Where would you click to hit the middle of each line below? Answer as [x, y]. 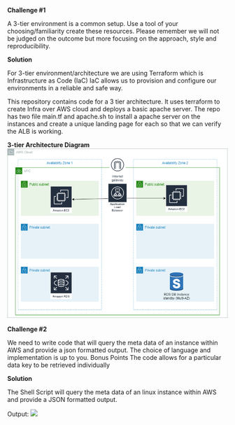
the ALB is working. [35, 131]
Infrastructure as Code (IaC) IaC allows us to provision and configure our [112, 81]
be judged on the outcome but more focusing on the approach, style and [112, 39]
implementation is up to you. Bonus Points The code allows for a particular [114, 358]
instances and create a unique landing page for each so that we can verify [114, 124]
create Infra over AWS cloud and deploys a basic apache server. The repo [114, 109]
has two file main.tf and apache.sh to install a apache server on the [104, 116]
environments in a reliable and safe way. [65, 88]
